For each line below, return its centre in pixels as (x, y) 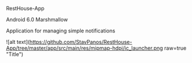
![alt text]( (18, 42)
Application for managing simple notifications (61, 31)
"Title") (15, 54)
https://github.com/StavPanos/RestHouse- (81, 42)
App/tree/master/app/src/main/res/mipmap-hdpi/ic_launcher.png (85, 48)
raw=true (175, 48)
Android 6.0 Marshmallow (37, 19)
